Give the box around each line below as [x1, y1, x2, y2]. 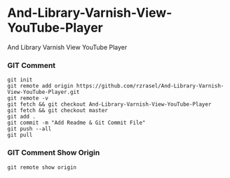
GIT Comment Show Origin [7, 148, 100, 158]
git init [7, 76, 33, 83]
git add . [7, 114, 36, 121]
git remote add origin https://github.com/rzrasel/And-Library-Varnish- [7, 83, 224, 90]
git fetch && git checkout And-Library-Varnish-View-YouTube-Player [7, 101, 212, 108]
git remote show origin [7, 163, 77, 171]
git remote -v [7, 95, 49, 102]
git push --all [7, 125, 52, 132]
